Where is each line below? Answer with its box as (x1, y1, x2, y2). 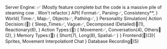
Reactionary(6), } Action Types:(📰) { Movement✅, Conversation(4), (5, 27, 143, 32)
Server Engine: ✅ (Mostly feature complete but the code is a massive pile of (5, 4, 162, 10)
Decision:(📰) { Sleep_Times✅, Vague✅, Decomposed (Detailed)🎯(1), (5, 21, 145, 27)
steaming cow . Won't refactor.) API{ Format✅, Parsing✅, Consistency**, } (5, 10, 158, 15)
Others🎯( (144, 27, 161, 32)
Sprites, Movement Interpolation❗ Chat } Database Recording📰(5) (5, 38, 139, 44)
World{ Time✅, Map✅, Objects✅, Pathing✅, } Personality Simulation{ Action (5, 15, 162, 21)
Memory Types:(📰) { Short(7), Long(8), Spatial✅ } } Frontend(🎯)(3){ (17, 32, 155, 38)
